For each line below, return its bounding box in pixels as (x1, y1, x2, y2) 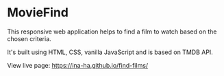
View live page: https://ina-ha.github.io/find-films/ (7, 61, 149, 69)
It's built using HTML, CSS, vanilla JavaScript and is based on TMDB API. (7, 48, 214, 56)
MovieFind (7, 5, 69, 21)
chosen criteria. (7, 34, 51, 42)
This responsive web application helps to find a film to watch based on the (7, 27, 217, 36)
